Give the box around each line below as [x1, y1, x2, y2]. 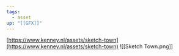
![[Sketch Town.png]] [120, 43, 173, 50]
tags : [6, 8, 20, 15]
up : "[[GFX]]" [6, 20, 43, 26]
